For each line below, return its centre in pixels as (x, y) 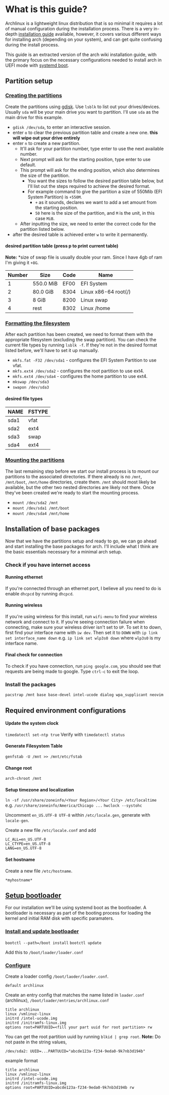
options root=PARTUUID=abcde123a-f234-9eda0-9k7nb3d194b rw (70, 1088)
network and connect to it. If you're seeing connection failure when (75, 622)
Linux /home (95, 308)
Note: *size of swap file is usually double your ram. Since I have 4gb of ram (84, 257)
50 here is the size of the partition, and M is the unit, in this (95, 213)
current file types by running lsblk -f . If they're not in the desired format (81, 345)
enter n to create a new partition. (46, 143)
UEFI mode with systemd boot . (37, 65)
